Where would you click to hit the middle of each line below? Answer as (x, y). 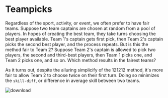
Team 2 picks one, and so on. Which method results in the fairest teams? (80, 60)
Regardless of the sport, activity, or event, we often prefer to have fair (77, 23)
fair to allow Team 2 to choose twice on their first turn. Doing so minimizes (82, 75)
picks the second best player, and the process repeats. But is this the (77, 44)
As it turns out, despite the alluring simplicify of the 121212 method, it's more (84, 70)
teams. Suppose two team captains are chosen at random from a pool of (80, 28)
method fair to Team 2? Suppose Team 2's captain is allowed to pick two (80, 49)
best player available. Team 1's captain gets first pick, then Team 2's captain (84, 39)
